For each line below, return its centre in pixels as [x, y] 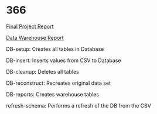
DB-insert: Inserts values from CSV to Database [64, 60]
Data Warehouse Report [35, 37]
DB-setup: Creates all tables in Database [55, 49]
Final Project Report [30, 26]
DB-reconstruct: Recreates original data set [59, 83]
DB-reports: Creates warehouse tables [53, 94]
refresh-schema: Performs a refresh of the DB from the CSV [78, 105]
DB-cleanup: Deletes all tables [42, 71]
